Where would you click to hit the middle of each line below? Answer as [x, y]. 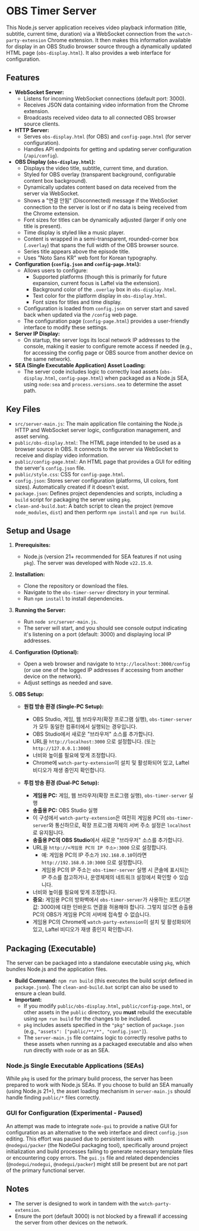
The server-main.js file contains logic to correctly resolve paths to [105, 1038]
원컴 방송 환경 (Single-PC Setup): [64, 707]
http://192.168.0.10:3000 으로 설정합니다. [92, 863]
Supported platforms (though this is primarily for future [100, 276]
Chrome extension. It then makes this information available [119, 40]
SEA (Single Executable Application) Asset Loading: [80, 365]
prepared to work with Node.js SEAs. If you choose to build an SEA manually [99, 1085]
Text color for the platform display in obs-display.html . [100, 295]
